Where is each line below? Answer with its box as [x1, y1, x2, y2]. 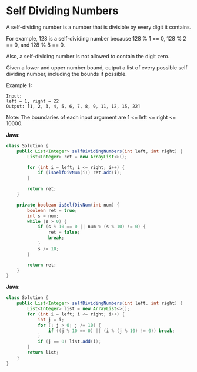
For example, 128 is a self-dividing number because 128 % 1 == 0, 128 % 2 [6, 35, 186, 42]
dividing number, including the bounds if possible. [6, 70, 128, 77]
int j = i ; [37, 317, 65, 323]
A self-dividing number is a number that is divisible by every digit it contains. [6, 24, 192, 31]
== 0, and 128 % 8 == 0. [6, 41, 65, 48]
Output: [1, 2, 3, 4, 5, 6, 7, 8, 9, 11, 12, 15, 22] [6, 103, 141, 109]
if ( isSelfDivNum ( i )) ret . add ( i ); [37, 170, 122, 176]
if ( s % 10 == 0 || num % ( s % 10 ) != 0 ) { [37, 224, 146, 230]
